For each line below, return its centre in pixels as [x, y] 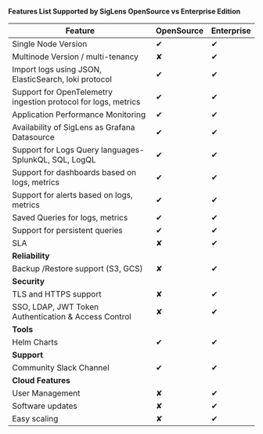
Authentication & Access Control [72, 317]
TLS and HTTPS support [57, 294]
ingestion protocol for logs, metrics [76, 102]
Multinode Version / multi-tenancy [76, 57]
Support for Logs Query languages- [78, 150]
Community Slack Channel [61, 368]
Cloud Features [41, 380]
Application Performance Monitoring [79, 115]
